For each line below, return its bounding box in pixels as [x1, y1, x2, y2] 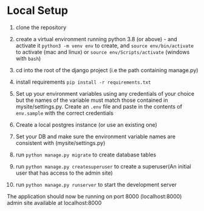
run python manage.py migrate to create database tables [15, 151, 157, 158]
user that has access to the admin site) [15, 169, 113, 176]
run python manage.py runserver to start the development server [15, 181, 177, 188]
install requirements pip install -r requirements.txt [15, 78, 151, 85]
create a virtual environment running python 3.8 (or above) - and [15, 35, 178, 42]
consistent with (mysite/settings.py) [15, 139, 106, 146]
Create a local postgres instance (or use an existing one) [15, 121, 157, 128]
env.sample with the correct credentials [15, 109, 114, 116]
